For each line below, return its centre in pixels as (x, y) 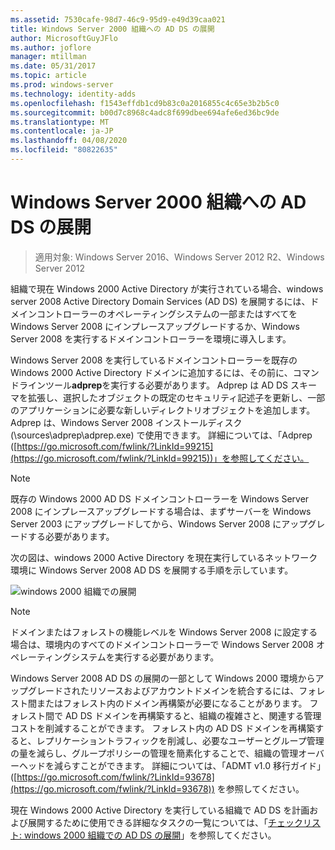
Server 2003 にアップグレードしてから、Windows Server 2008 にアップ (159, 523)
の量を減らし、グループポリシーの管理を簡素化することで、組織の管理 (154, 753)
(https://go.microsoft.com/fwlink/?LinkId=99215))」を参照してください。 (160, 458)
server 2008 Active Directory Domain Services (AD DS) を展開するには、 (160, 301)
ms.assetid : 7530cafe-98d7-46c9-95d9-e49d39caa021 (118, 19)
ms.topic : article (48, 76)
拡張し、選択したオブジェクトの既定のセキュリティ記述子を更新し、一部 (176, 397)
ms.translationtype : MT (60, 122)
